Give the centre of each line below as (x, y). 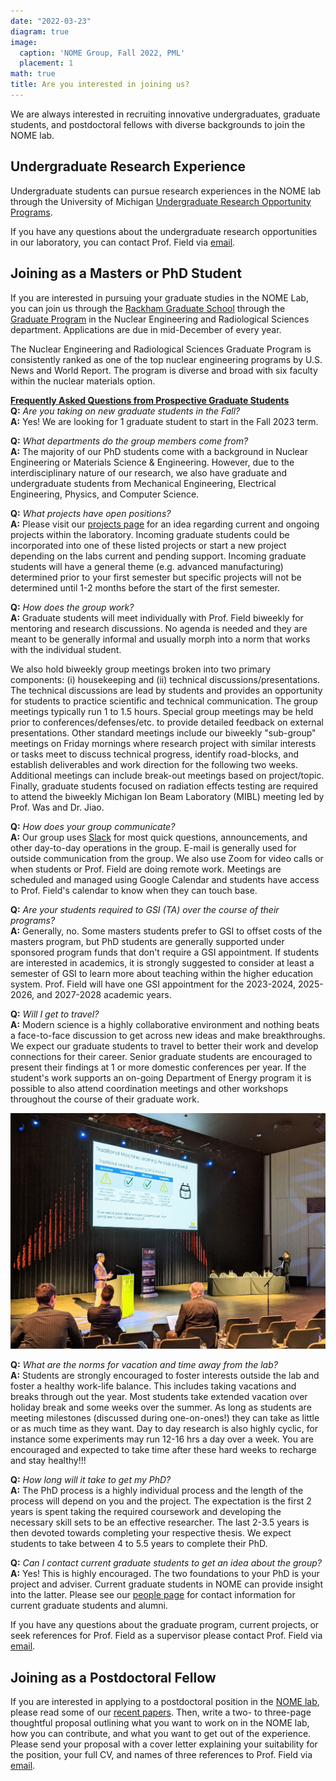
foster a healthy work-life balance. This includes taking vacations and (153, 1386)
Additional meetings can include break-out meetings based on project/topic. (167, 775)
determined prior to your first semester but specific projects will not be (156, 577)
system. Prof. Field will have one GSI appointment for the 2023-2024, (153, 984)
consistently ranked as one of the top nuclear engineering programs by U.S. (166, 359)
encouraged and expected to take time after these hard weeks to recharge (163, 1450)
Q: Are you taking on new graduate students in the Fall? (125, 411)
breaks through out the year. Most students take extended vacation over (159, 1397)
